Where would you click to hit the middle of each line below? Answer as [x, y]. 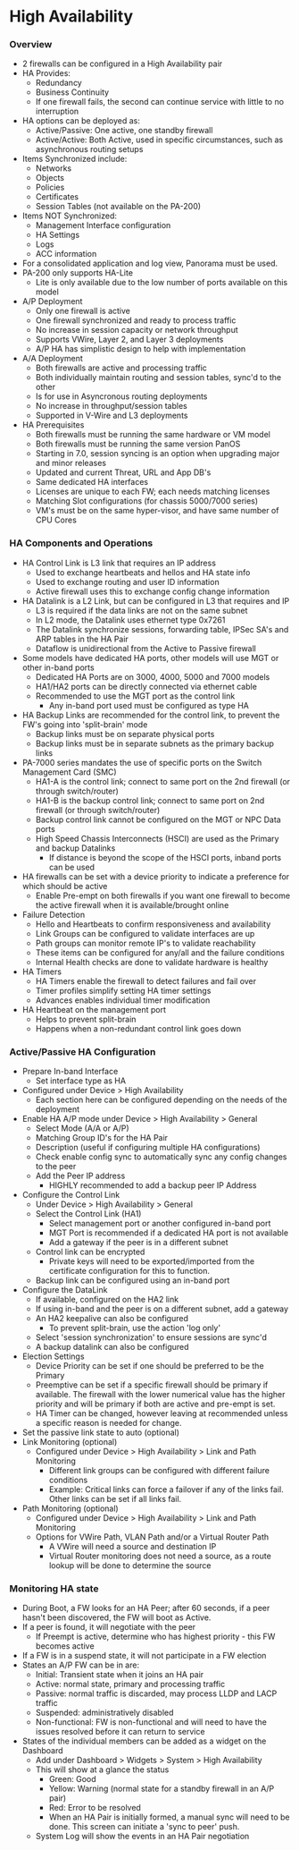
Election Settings [53, 1356]
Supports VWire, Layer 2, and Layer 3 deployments [129, 339]
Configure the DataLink [65, 1290]
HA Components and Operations [81, 543]
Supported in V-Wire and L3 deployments [112, 416]
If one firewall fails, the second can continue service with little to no [159, 102]
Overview [31, 45]
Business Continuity [72, 92]
